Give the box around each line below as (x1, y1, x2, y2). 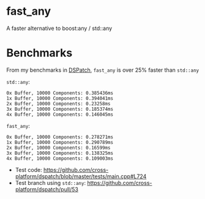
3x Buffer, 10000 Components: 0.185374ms (6, 106, 114, 112)
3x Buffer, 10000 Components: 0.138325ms (6, 150, 114, 156)
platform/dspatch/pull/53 (15, 186, 78, 193)
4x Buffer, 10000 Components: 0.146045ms (6, 111, 114, 118)
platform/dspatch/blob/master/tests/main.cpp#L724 (15, 173, 147, 180)
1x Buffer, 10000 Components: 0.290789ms (6, 139, 114, 145)
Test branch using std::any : (15, 179, 86, 186)
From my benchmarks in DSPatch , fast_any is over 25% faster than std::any (6, 66, 199, 73)
